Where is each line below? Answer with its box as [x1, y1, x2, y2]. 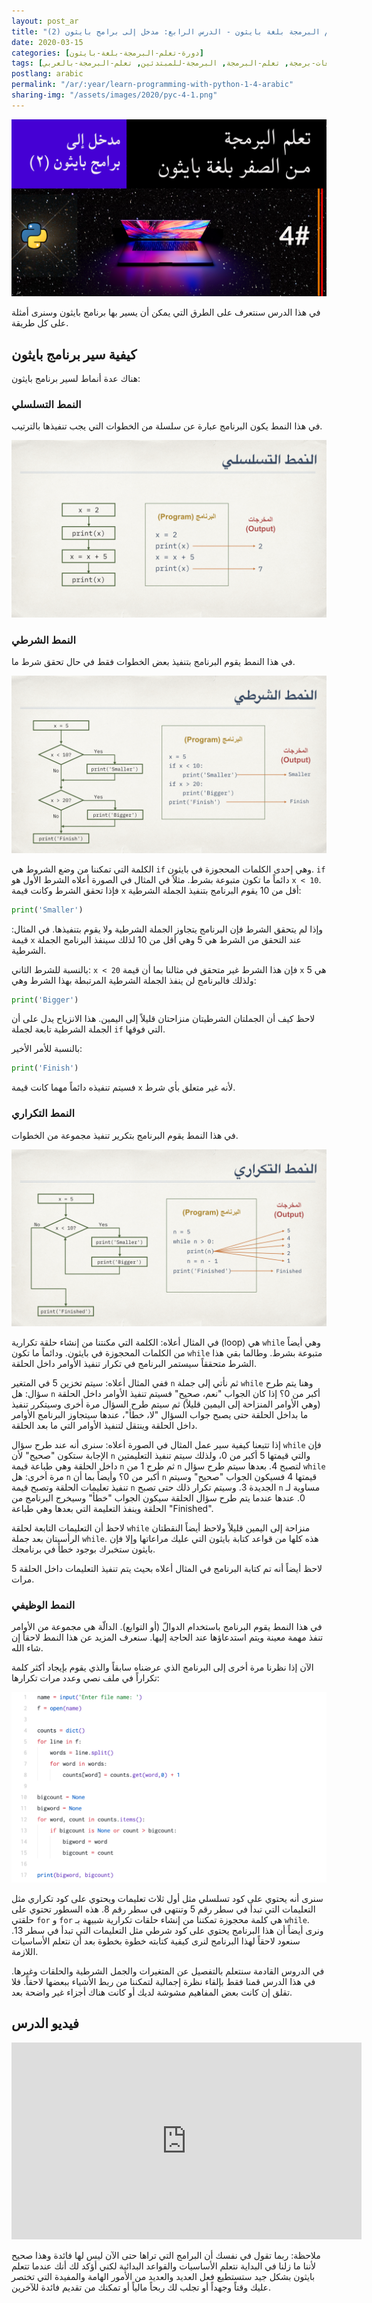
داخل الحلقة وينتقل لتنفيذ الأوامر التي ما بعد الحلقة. [11, 1420, 198, 1432]
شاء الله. [11, 1642, 44, 1654]
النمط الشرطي [11, 633, 77, 647]
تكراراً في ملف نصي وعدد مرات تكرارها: [11, 1672, 160, 1684]
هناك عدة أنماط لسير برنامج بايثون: [11, 373, 141, 385]
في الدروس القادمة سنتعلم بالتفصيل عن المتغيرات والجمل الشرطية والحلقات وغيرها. [11, 1965, 325, 1977]
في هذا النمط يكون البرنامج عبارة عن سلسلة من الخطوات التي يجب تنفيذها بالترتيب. [11, 420, 323, 432]
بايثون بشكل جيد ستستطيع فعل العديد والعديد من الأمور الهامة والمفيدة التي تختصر [11, 2270, 316, 2282]
